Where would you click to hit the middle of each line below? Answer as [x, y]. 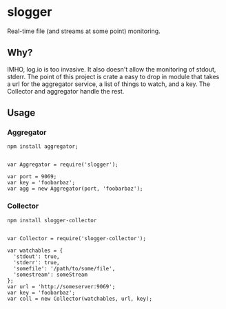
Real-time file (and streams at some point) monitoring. [84, 31]
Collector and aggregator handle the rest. [66, 91]
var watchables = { [35, 251]
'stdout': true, [37, 256]
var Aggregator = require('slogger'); [63, 165]
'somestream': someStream [51, 275]
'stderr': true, [37, 262]
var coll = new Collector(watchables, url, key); [80, 299]
